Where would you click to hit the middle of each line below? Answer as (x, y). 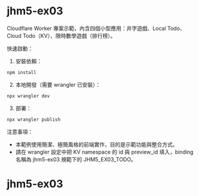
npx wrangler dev (28, 96)
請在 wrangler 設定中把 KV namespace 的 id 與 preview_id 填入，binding (104, 152)
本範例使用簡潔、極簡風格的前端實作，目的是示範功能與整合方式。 (97, 144)
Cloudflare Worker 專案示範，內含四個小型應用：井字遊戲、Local (86, 28)
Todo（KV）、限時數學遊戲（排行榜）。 (69, 36)
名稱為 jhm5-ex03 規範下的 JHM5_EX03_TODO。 (76, 159)
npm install (22, 72)
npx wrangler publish (34, 120)
